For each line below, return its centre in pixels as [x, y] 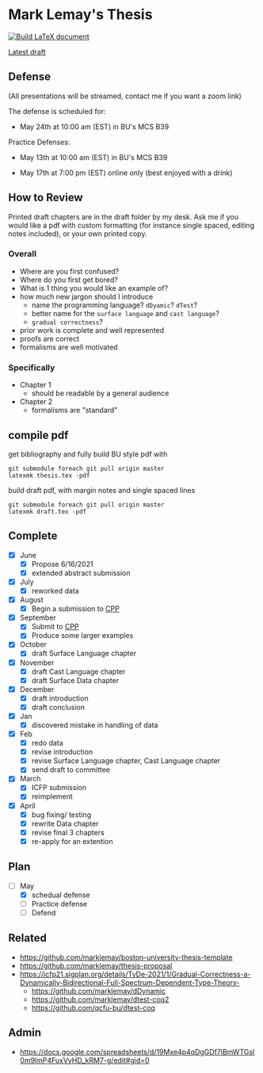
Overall [23, 254]
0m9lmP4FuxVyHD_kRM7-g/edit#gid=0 [84, 1060]
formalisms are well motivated [69, 347]
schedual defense [61, 895]
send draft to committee [71, 769]
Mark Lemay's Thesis [80, 15]
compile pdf [38, 435]
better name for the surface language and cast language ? [125, 313]
